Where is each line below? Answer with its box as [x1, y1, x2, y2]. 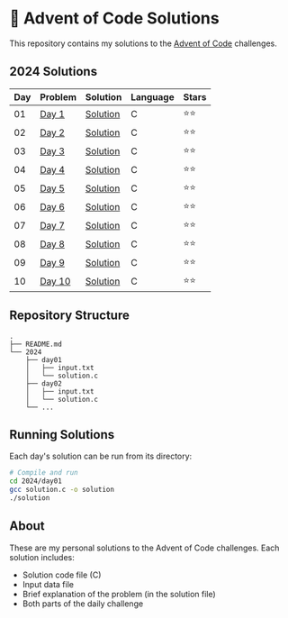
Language [130, 90, 175, 103]
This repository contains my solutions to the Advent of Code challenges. [9, 38, 277, 49]
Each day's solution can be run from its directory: [9, 450, 193, 462]
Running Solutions [9, 427, 115, 442]
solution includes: [9, 551, 75, 562]
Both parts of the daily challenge [22, 598, 144, 609]
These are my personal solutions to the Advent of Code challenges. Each [9, 542, 280, 553]
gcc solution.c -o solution [9, 486, 115, 495]
